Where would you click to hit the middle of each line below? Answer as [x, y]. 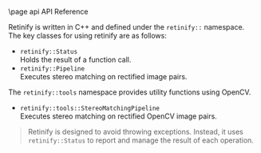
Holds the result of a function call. [75, 60]
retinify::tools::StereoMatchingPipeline [89, 108]
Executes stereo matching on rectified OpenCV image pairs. [118, 116]
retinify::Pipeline [52, 69]
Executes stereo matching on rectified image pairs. [103, 76]
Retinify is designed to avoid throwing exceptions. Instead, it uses [135, 132]
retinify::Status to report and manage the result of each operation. [140, 140]
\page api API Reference [48, 12]
